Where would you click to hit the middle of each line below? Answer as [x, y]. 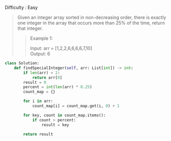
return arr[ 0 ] [47, 77]
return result [38, 134]
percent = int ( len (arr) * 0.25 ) [58, 87]
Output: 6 [40, 54]
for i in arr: [38, 101]
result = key [55, 125]
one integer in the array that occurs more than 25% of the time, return [91, 23]
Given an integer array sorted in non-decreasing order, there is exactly [92, 17]
